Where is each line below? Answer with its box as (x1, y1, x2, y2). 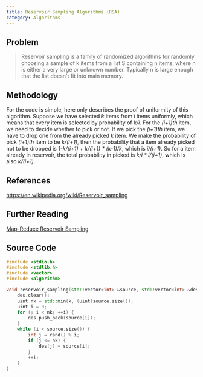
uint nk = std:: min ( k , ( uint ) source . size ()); (17, 298, 134, 304)
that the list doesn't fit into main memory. (21, 72, 124, 80)
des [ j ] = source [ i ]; (38, 343, 91, 349)
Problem (6, 37, 39, 47)
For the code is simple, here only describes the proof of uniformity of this (6, 106, 188, 114)
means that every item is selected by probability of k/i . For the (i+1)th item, (6, 119, 192, 126)
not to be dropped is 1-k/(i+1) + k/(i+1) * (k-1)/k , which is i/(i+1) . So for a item (6, 145, 196, 152)
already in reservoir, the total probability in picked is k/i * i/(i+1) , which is (6, 151, 186, 158)
